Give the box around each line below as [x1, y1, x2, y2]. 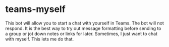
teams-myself [5, 3, 66, 15]
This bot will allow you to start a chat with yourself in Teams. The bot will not [5, 20, 164, 26]
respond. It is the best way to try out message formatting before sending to [5, 25, 161, 31]
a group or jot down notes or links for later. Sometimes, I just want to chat [5, 30, 158, 36]
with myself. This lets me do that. [5, 36, 74, 42]
